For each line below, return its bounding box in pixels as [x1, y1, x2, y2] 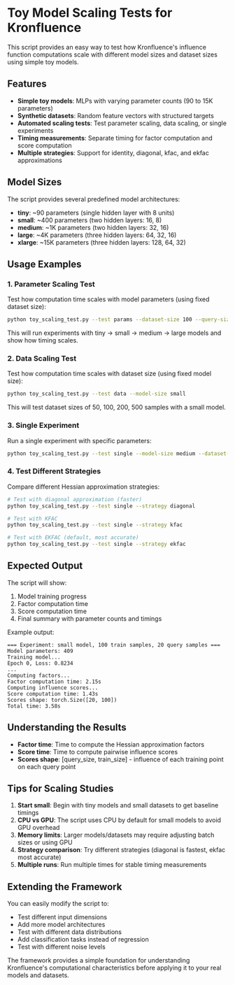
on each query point [17, 762, 76, 770]
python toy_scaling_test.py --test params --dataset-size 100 [7, 316, 192, 323]
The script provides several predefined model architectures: [7, 194, 180, 203]
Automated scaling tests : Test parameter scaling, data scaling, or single [17, 119, 227, 127]
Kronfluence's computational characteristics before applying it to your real [7, 963, 222, 972]
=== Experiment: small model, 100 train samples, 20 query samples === [7, 641, 220, 648]
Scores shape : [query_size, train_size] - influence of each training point [17, 755, 224, 763]
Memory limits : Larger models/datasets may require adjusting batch [17, 831, 215, 840]
